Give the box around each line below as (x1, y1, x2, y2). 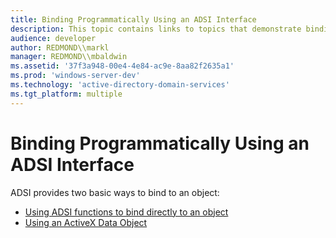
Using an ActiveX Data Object (24, 216, 148, 228)
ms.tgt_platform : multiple (10, 89, 123, 99)
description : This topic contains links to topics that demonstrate (10, 24, 302, 34)
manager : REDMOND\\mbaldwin (10, 52, 128, 62)
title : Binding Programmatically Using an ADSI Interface (10, 14, 257, 25)
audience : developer (10, 33, 97, 43)
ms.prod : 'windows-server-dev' (10, 71, 141, 81)
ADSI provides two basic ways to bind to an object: (10, 186, 220, 198)
